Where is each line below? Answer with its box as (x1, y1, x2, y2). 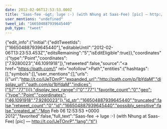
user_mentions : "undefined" (5, 16, 64, 21)
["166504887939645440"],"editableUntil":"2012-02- (5, 45, 113, 51)
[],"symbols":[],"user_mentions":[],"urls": (5, 71, 88, 77)
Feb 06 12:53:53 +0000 (51, 108, 99, 114)
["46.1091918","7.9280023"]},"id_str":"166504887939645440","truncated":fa (5, 97, 162, 103)
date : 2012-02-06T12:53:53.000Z (5, 7, 72, 12)
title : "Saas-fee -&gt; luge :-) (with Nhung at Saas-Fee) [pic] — (5, 12, 148, 17)
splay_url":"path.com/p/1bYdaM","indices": (5, 81, 92, 87)
